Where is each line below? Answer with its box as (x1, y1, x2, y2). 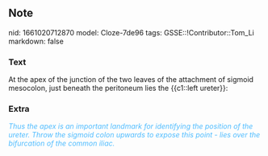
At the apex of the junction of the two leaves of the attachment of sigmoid (8, 75, 254, 84)
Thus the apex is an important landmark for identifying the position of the (8, 121, 253, 131)
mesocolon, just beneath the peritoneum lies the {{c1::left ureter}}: (8, 84, 228, 93)
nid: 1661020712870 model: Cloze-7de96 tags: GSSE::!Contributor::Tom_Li (8, 27, 254, 37)
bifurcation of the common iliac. (8, 138, 115, 148)
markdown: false (8, 36, 65, 46)
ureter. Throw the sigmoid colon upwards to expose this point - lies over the (8, 130, 261, 140)
